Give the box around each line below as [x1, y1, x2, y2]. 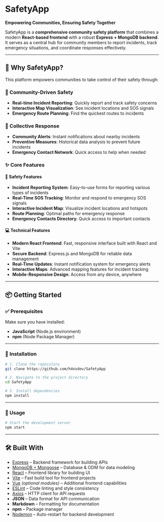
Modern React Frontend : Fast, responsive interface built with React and [12, 240, 157, 246]
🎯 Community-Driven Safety [5, 89, 74, 96]
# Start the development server [5, 421, 71, 425]
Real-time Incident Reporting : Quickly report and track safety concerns [12, 100, 157, 106]
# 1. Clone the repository [5, 362, 60, 367]
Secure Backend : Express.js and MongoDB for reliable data [12, 250, 132, 256]
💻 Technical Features [5, 227, 50, 233]
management [12, 256, 39, 262]
